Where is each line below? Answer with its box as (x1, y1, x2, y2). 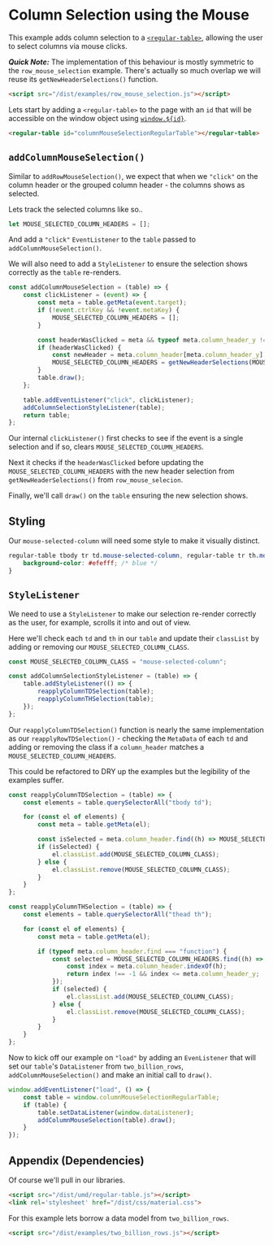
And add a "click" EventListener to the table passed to (8, 234, 197, 245)
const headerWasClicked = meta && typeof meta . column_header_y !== (37, 336, 271, 344)
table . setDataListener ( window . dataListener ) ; (37, 1108, 195, 1117)
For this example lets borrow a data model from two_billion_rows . (8, 1213, 229, 1223)
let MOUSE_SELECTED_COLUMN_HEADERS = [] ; (8, 220, 151, 229)
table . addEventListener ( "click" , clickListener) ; (23, 396, 195, 404)
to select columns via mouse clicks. (8, 41, 128, 50)
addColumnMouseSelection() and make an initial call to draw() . (8, 1070, 212, 1079)
